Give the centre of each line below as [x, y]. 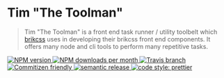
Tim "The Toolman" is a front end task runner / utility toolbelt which [121, 32]
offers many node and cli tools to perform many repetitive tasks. [116, 46]
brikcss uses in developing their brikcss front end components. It [117, 39]
